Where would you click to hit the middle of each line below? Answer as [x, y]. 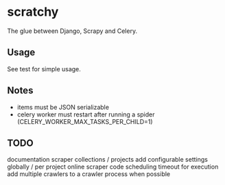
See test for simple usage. [44, 69]
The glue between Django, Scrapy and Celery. [72, 31]
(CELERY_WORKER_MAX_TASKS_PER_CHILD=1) [85, 121]
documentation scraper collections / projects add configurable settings [107, 160]
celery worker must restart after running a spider [86, 114]
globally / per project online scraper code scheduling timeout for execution [113, 167]
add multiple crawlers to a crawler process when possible [89, 174]
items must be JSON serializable [63, 107]
